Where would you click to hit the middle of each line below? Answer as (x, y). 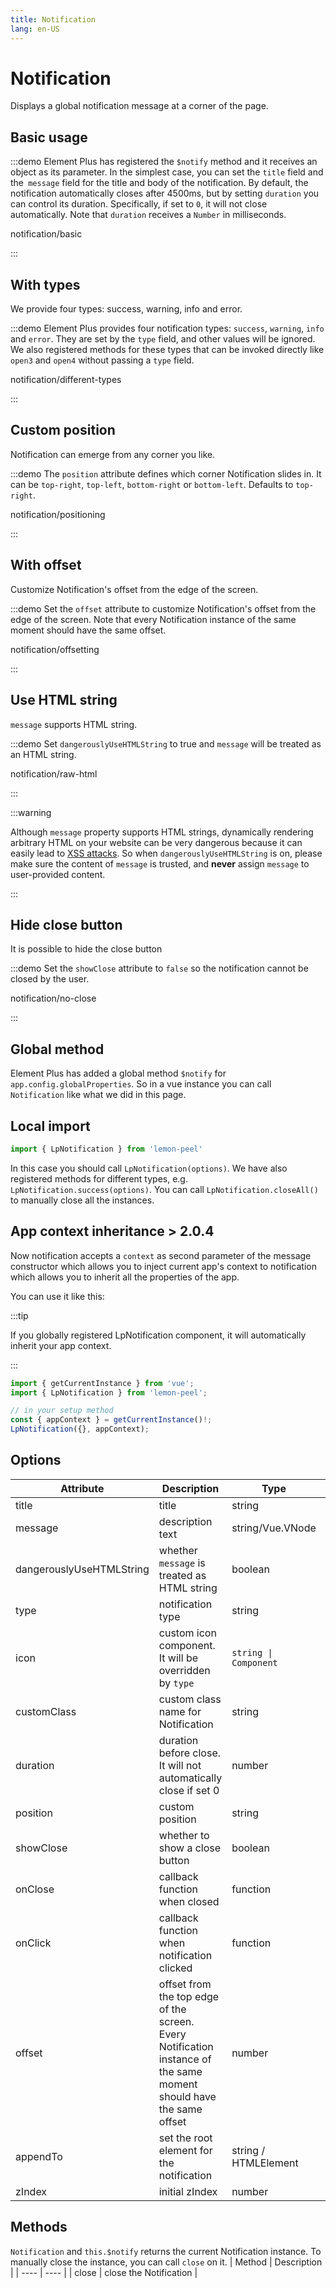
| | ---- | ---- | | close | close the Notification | (104, 2272)
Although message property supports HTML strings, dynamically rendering (162, 832)
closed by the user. (50, 979)
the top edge (189, 1996)
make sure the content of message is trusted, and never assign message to (160, 863)
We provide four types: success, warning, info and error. (126, 309)
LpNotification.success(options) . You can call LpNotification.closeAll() (164, 1189)
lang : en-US (35, 29)
